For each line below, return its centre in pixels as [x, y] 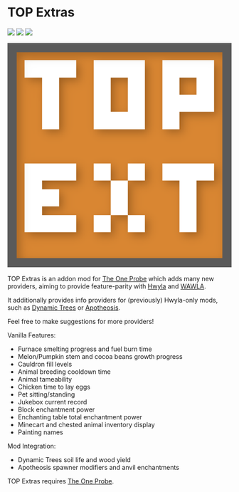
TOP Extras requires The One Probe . [61, 481]
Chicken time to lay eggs [54, 387]
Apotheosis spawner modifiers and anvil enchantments [99, 467]
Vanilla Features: [32, 335]
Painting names [40, 432]
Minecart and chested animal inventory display [86, 424]
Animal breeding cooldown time [64, 372]
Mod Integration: [32, 446]
